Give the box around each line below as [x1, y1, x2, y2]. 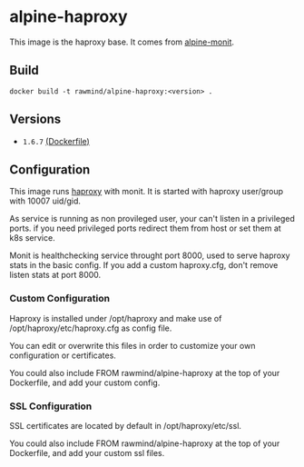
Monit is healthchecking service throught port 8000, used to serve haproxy [9, 250, 290, 261]
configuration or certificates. [9, 350, 116, 361]
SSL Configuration [9, 400, 93, 412]
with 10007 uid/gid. [9, 195, 82, 206]
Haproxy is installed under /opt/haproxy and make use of [9, 313, 222, 323]
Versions [9, 112, 62, 127]
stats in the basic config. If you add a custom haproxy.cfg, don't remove [9, 260, 279, 271]
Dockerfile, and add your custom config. [9, 377, 161, 388]
